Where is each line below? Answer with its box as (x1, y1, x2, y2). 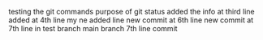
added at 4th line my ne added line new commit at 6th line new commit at (8, 15, 254, 25)
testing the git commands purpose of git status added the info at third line (8, 7, 255, 16)
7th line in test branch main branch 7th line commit (8, 24, 178, 33)
